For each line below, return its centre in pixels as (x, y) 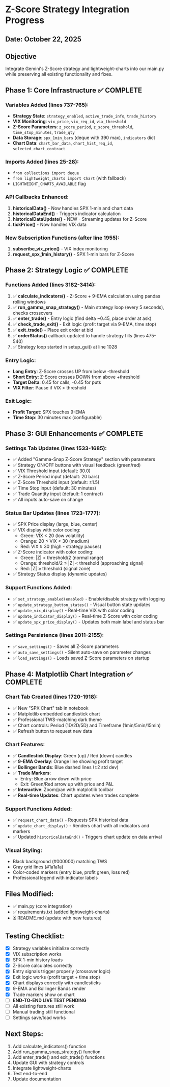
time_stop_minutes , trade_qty (44, 132)
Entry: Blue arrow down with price (56, 778)
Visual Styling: (24, 850)
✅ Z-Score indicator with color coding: (53, 552)
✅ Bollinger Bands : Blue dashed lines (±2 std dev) (65, 767)
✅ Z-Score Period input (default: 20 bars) (56, 476)
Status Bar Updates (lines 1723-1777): (53, 513)
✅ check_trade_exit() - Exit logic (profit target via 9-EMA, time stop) (84, 324)
